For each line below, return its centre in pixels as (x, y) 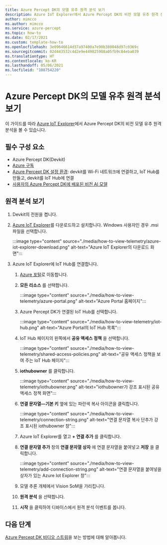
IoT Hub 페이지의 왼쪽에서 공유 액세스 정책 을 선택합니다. (75, 338)
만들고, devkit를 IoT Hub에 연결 (43, 178)
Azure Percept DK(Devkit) (39, 159)
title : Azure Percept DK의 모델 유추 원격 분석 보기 (55, 10)
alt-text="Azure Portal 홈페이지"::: (113, 301)
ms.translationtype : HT (30, 56)
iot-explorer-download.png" (41, 247)
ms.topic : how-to (23, 33)
